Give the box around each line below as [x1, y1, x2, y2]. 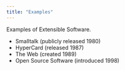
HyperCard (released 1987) [15, 44, 84, 51]
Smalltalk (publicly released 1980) [15, 37, 101, 44]
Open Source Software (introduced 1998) [15, 57, 119, 64]
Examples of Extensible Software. [6, 26, 91, 33]
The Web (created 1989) [15, 50, 77, 58]
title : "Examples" [6, 9, 53, 15]
